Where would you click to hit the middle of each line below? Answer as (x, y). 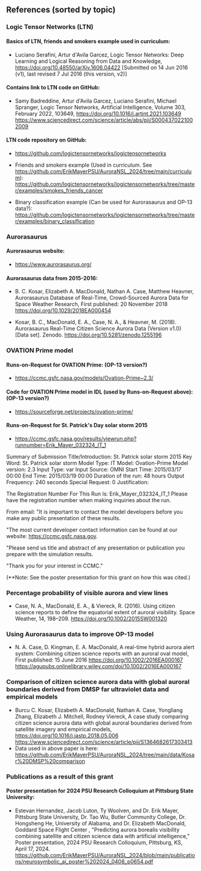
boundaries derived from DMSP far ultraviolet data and (88, 689)
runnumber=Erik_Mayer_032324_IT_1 (60, 445)
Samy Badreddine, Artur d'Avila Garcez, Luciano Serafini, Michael (96, 101)
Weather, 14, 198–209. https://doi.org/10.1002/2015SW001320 (91, 619)
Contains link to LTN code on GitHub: (53, 88)
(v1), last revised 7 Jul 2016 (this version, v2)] (71, 74)
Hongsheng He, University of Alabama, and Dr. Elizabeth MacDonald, (100, 823)
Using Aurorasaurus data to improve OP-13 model (80, 634)
